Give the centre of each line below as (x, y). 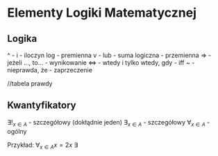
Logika (22, 39)
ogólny (17, 131)
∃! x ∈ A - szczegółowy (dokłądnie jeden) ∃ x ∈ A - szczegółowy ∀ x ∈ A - (109, 123)
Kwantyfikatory (42, 106)
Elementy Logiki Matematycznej (102, 13)
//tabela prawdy (30, 84)
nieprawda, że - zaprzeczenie (50, 70)
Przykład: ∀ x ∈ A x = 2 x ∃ (43, 146)
